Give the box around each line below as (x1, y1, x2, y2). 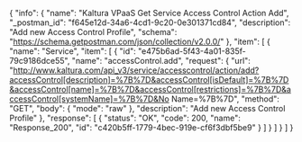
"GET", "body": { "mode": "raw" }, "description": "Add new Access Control (9, 103, 286, 113)
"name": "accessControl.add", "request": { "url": (71, 56, 251, 66)
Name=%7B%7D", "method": (170, 93, 279, 104)
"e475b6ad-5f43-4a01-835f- (138, 46, 246, 57)
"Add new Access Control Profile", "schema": (9, 27, 178, 37)
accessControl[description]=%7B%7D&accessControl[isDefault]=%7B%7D (9, 75, 289, 84)
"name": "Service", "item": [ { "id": (9, 46, 137, 57)
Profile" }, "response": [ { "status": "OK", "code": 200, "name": (9, 112, 241, 123)
